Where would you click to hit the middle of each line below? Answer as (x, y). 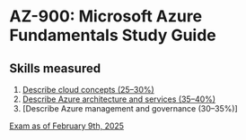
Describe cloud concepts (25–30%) (88, 90)
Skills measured (55, 68)
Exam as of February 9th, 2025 (66, 126)
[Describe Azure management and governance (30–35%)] (130, 108)
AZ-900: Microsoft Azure (106, 16)
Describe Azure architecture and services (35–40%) (119, 99)
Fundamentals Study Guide (113, 35)
